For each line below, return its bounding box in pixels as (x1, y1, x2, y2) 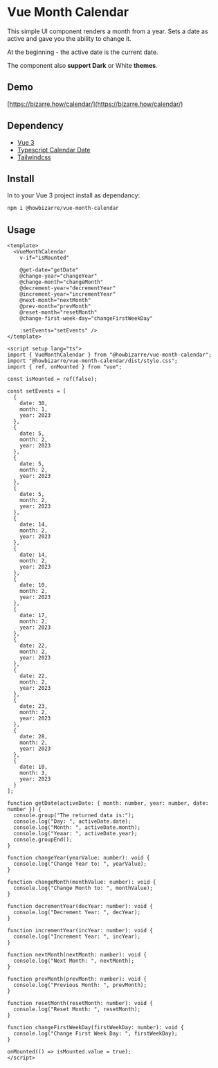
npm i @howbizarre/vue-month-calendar (7, 205, 119, 212)
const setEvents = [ (7, 388, 67, 395)
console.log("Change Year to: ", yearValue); (13, 860, 147, 868)
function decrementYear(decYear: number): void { (7, 903, 154, 910)
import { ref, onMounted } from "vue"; (7, 364, 122, 371)
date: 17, (19, 612, 48, 619)
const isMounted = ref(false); (7, 375, 98, 383)
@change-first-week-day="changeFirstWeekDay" (19, 315, 154, 322)
